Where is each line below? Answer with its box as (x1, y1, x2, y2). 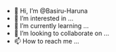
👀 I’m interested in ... (13, 14, 74, 22)
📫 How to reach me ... (13, 37, 79, 45)
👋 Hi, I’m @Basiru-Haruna (13, 7, 88, 15)
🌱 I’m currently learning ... (13, 22, 89, 30)
